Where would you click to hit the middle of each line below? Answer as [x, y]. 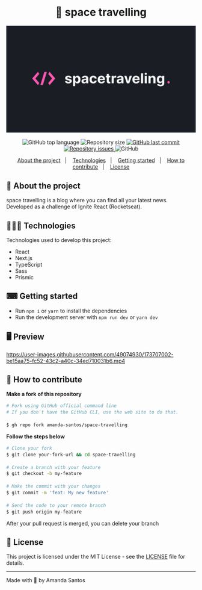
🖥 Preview [25, 337]
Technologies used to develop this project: [59, 240]
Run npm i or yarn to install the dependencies [71, 311]
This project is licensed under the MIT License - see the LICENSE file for [96, 557]
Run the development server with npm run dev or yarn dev [86, 317]
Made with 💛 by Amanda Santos [46, 580]
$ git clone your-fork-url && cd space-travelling [71, 455]
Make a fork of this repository [44, 394]
